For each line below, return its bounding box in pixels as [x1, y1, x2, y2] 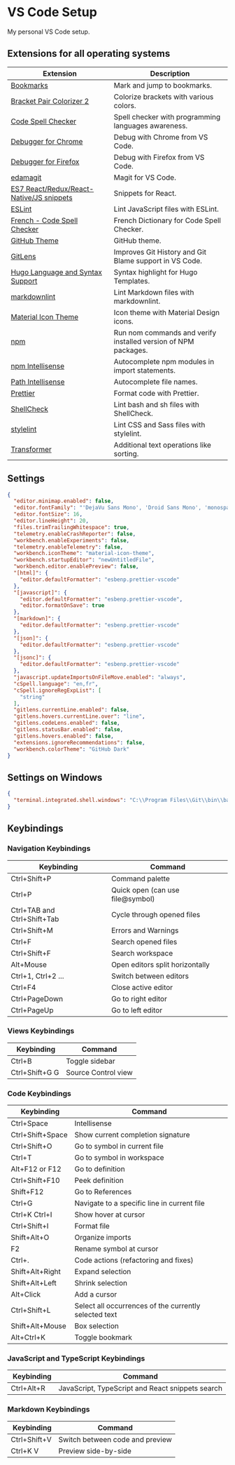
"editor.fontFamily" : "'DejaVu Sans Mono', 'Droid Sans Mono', [13, 504, 201, 511]
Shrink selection [74, 1278, 128, 1288]
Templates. [113, 276, 150, 286]
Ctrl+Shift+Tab [10, 914, 59, 923]
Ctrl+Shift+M [10, 925, 54, 935]
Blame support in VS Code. [113, 255, 203, 265]
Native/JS [10, 192, 43, 202]
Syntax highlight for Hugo [113, 267, 198, 277]
